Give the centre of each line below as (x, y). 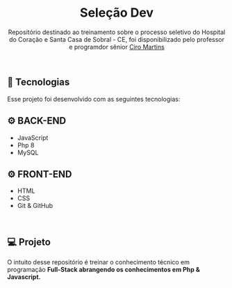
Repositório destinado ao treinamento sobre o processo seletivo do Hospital (117, 32)
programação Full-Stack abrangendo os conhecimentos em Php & (103, 270)
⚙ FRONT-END (40, 174)
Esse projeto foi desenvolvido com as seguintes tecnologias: (94, 99)
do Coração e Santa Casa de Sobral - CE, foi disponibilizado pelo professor (117, 39)
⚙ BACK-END (37, 121)
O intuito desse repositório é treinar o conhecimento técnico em (98, 262)
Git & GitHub (35, 206)
